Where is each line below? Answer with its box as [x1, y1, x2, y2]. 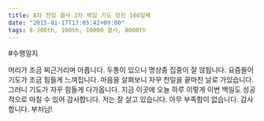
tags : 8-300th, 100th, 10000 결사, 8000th [8, 26, 147, 34]
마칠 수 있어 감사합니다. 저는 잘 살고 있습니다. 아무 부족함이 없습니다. [28, 95, 239, 104]
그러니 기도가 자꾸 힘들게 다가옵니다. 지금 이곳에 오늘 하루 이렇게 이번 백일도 [8, 85, 242, 94]
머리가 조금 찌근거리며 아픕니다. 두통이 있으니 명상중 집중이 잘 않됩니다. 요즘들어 [8, 65, 255, 75]
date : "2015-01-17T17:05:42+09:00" [8, 19, 125, 27]
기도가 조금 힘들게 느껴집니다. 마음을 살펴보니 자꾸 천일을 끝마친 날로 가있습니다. [8, 75, 255, 85]
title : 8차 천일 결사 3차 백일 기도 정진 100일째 [8, 11, 151, 20]
